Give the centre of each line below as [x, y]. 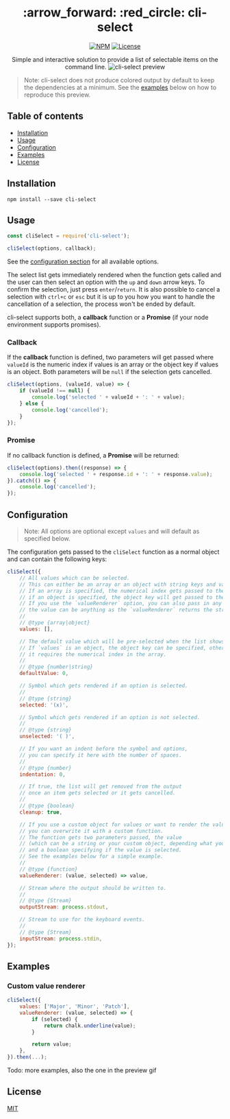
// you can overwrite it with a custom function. [92, 831]
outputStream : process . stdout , [64, 907]
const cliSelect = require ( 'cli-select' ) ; [68, 236]
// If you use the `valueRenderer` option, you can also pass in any [121, 604]
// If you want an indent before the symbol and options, [104, 749]
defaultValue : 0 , [44, 674]
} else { [32, 404]
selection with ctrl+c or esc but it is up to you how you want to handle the [111, 297]
